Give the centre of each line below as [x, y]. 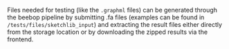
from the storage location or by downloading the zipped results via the [108, 32]
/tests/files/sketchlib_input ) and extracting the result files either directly [115, 24]
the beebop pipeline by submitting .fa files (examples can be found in [106, 17]
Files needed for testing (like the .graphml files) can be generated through [112, 10]
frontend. [20, 39]
